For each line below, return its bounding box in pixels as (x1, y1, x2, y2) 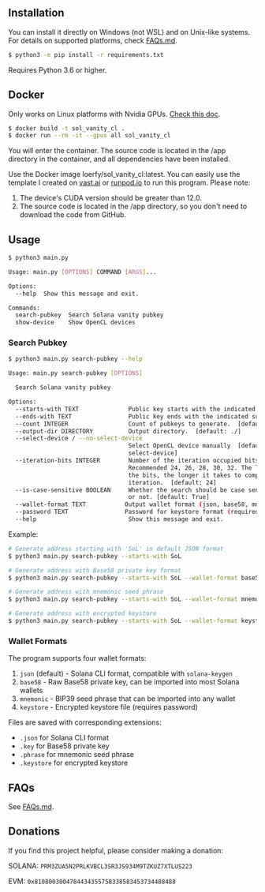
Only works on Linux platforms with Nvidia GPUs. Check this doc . (8, 109, 221, 118)
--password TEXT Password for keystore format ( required (15, 508, 259, 516)
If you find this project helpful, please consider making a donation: (8, 845, 223, 855)
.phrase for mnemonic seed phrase (19, 750, 134, 759)
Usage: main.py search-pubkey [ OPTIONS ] (8, 369, 144, 377)
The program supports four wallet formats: (8, 654, 147, 663)
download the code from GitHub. (19, 210, 127, 219)
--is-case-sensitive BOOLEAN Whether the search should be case (15, 485, 245, 494)
